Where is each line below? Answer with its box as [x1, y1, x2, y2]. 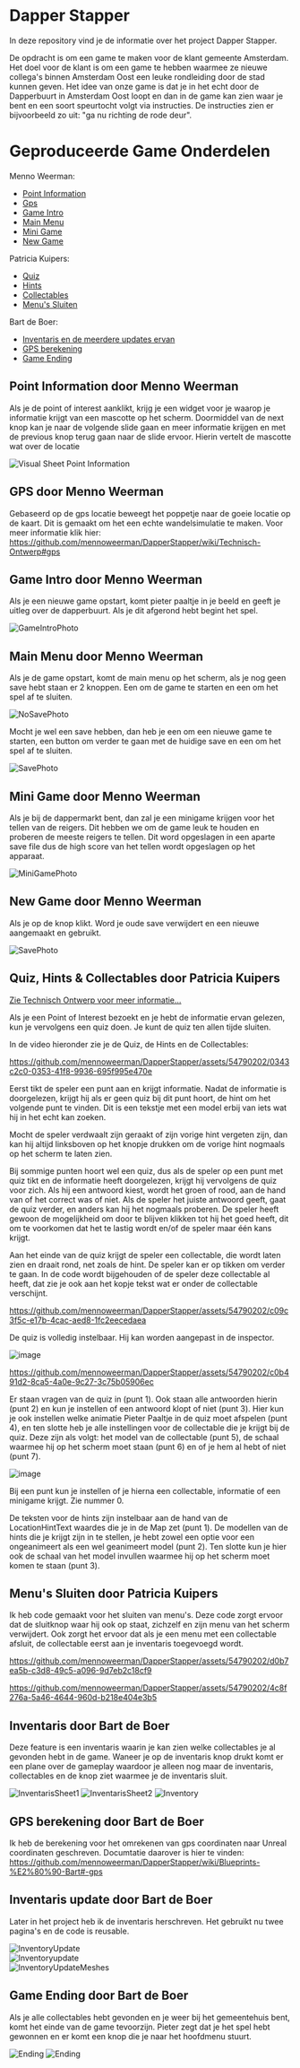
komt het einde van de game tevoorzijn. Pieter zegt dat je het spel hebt [9, 2021, 270, 2032]
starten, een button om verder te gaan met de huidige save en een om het [9, 736, 282, 747]
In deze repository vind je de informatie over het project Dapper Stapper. [9, 35, 278, 46]
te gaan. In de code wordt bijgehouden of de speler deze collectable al [9, 1268, 270, 1279]
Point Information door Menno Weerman [9, 378, 239, 395]
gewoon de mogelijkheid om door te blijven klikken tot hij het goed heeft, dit [9, 1212, 289, 1224]
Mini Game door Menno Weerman [9, 788, 201, 804]
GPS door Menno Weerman [9, 484, 164, 500]
